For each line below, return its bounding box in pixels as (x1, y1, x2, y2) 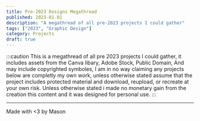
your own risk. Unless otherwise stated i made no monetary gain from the (6, 85, 186, 91)
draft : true (6, 36, 36, 42)
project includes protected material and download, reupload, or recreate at (6, 78, 189, 85)
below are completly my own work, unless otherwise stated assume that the (6, 72, 193, 79)
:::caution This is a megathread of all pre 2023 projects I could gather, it (6, 53, 182, 60)
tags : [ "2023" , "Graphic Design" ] (6, 25, 92, 32)
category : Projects (6, 31, 55, 37)
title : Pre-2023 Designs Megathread (6, 8, 97, 15)
